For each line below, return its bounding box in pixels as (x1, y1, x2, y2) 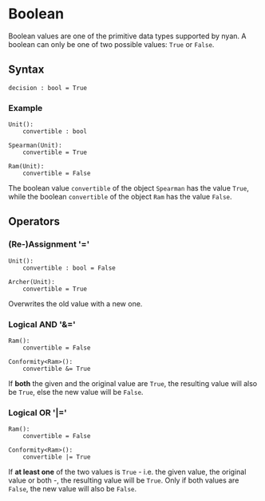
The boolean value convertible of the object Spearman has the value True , (8, 183, 249, 193)
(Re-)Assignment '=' (8, 239, 90, 250)
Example (8, 102, 43, 113)
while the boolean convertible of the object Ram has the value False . (8, 192, 233, 202)
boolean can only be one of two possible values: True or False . (8, 39, 215, 49)
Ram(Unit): (8, 163, 45, 171)
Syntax (8, 63, 45, 77)
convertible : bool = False (22, 264, 116, 272)
